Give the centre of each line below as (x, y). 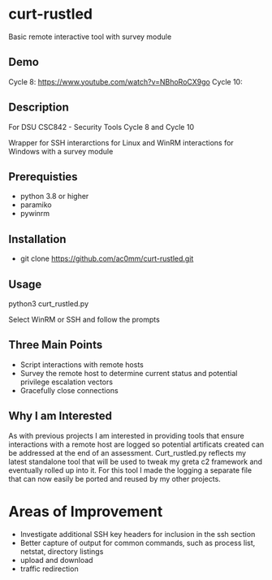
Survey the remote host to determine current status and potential (129, 373)
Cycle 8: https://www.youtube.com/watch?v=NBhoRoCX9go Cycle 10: (125, 81)
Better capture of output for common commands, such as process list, (138, 543)
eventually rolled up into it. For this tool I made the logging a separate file (130, 470)
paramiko (36, 205)
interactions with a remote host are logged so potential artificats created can (136, 444)
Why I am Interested (60, 416)
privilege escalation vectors (67, 382)
